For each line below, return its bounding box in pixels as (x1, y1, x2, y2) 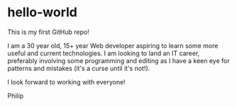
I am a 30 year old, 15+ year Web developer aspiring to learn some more (7, 41, 219, 50)
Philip (7, 91, 23, 100)
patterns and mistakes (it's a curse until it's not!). (7, 64, 150, 72)
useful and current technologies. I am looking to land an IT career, (7, 49, 200, 57)
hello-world (7, 4, 78, 21)
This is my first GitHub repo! (7, 28, 90, 36)
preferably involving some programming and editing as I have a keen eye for (7, 56, 230, 64)
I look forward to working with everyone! (7, 77, 126, 86)
